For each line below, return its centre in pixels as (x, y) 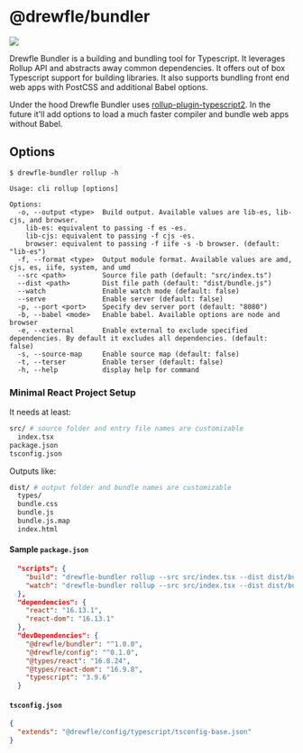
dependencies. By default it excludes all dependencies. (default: (139, 338)
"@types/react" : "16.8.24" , (78, 661)
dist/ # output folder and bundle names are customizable (120, 487)
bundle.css (38, 504)
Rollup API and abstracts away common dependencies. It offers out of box (147, 68)
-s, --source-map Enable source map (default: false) (129, 354)
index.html (38, 529)
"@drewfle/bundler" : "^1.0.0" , (84, 644)
